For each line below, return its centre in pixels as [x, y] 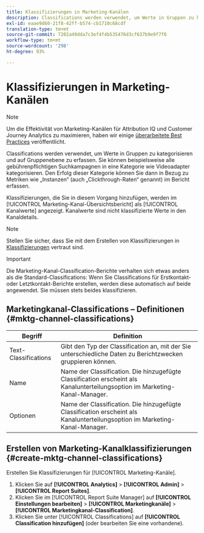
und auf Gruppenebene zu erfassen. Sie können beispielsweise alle [90, 160]
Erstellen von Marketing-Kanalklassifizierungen [99, 448]
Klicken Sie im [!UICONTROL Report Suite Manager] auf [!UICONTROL [103, 498]
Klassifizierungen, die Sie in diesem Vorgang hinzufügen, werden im [92, 197]
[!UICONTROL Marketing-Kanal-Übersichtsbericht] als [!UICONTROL [92, 204]
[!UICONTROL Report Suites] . [53, 491]
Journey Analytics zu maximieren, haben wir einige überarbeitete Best [94, 135]
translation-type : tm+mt [38, 29]
